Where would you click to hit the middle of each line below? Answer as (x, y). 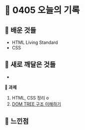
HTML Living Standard (35, 42)
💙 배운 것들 (21, 30)
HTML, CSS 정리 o (30, 98)
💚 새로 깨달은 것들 (30, 65)
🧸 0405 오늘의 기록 (42, 10)
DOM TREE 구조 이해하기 (37, 104)
